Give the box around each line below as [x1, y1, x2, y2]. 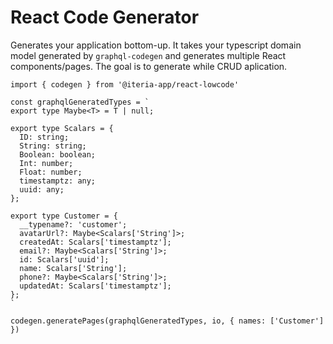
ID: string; [19, 132, 70, 142]
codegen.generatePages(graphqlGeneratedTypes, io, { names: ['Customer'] [10, 316, 325, 326]
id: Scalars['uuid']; [19, 254, 110, 265]
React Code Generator [10, 6, 200, 29]
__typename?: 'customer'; [19, 219, 128, 230]
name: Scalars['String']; [19, 263, 128, 273]
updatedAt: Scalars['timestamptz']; [19, 281, 172, 291]
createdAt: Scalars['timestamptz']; [19, 237, 172, 247]
